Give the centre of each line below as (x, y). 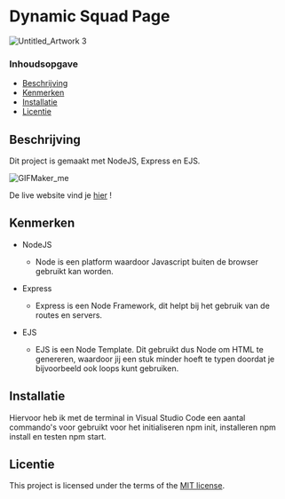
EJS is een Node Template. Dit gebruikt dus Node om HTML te (149, 349)
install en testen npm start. (58, 436)
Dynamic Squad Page (90, 16)
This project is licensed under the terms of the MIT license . (117, 486)
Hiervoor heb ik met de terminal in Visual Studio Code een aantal (127, 417)
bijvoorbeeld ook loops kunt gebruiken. (107, 368)
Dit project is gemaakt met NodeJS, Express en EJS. (105, 161)
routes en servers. (69, 315)
